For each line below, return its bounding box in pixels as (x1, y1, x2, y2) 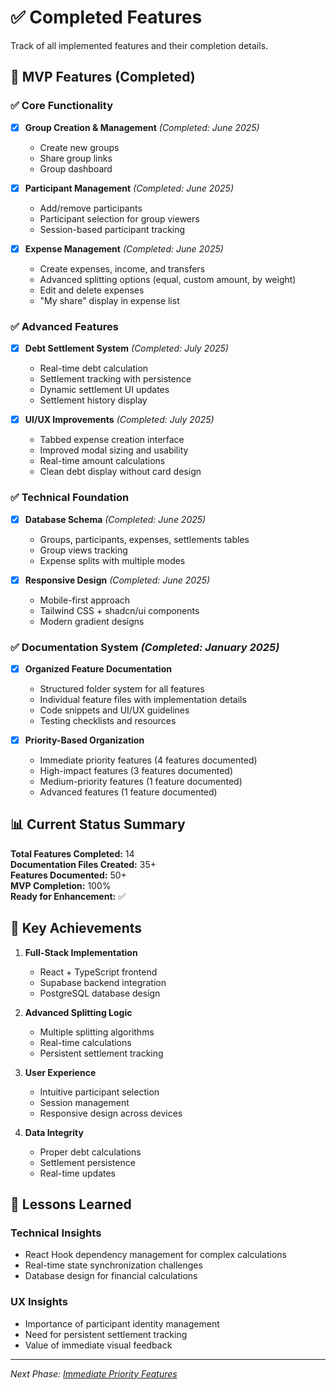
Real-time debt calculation (39, 362, 149, 375)
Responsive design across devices (39, 1107, 183, 1119)
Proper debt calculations (39, 1146, 142, 1158)
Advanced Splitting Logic (24, 1006, 133, 1018)
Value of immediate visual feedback (24, 1339, 173, 1351)
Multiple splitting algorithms (39, 1026, 155, 1038)
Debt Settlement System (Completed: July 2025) (24, 342, 229, 355)
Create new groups (39, 141, 120, 153)
